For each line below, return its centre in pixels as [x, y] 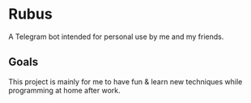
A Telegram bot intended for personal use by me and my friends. [116, 36]
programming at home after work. [65, 90]
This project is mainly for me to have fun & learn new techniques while [125, 81]
